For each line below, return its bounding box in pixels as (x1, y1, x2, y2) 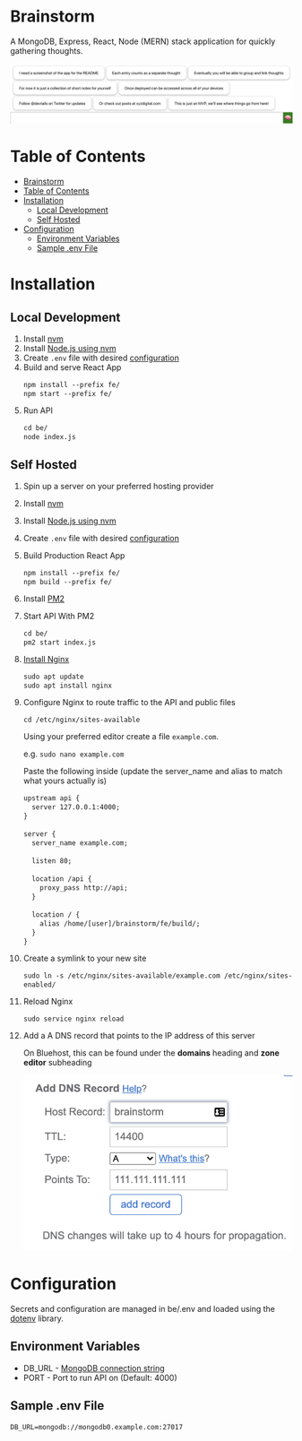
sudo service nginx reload (22, 1014, 125, 1023)
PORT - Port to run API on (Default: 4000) (22, 1372, 177, 1383)
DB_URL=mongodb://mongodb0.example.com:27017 (10, 1423, 183, 1432)
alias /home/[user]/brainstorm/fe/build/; (39, 919, 201, 928)
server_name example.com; (31, 838, 128, 848)
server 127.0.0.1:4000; (31, 802, 120, 812)
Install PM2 (22, 593, 65, 604)
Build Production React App (22, 549, 125, 561)
